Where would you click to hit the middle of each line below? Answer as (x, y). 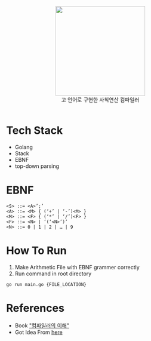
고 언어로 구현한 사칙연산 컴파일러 (100, 100)
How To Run (36, 251)
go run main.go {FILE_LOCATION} (46, 284)
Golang (24, 147)
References (35, 308)
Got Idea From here (38, 332)
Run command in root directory (53, 274)
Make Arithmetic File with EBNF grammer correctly (77, 267)
